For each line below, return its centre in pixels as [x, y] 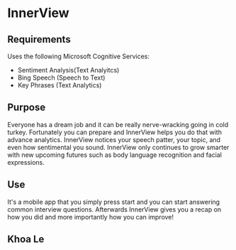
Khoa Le [26, 239]
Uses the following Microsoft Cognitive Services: [79, 56]
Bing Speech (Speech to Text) [61, 77]
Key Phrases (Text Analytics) [60, 85]
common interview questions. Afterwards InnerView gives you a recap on [114, 209]
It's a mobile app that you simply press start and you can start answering [114, 202]
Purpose [27, 108]
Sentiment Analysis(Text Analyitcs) [68, 70]
